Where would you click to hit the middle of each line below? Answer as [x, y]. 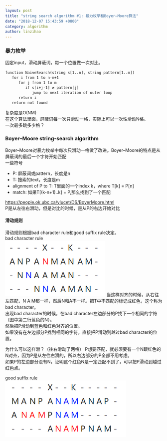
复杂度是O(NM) [21, 113]
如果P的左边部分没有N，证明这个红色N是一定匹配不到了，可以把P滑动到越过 [83, 361]
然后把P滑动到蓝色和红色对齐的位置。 [44, 326]
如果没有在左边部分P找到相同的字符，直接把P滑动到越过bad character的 [79, 332]
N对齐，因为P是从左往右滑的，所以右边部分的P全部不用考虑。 [69, 355]
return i [27, 98]
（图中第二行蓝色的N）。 [30, 319]
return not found [30, 103]
